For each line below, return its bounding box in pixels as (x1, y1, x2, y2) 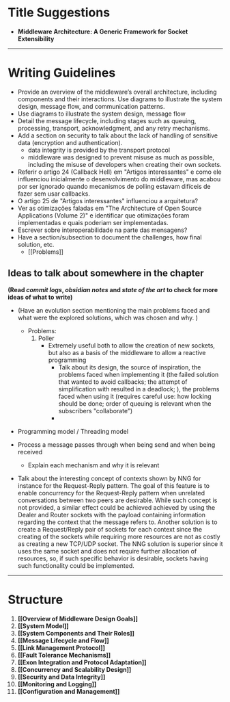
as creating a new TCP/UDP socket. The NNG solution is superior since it (17, 539, 223, 548)
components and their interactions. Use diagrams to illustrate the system (17, 94, 222, 103)
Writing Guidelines (8, 65, 116, 81)
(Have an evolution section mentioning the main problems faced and (17, 306, 210, 314)
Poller (38, 334, 55, 342)
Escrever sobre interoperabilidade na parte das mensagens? (17, 226, 188, 234)
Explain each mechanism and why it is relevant (27, 460, 160, 469)
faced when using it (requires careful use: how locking (58, 392, 212, 400)
